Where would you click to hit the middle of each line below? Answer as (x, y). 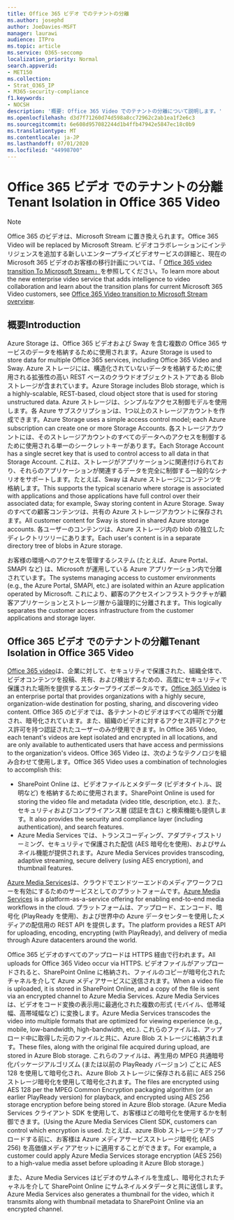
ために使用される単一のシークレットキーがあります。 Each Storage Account (116, 446)
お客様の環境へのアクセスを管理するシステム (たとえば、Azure (97, 560)
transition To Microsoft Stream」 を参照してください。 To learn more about (114, 271)
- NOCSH (19, 105)
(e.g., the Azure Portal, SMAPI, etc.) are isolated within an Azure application (116, 586)
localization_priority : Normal (53, 59)
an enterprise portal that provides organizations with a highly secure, (107, 696)
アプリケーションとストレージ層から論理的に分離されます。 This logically (117, 602)
